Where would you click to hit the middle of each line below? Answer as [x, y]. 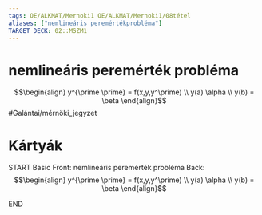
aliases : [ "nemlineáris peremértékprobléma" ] [85, 23]
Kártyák [36, 145]
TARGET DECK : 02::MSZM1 [48, 30]
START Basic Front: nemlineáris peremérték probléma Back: [107, 168]
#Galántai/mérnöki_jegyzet [53, 113]
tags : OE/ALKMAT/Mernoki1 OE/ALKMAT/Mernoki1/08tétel [100, 16]
